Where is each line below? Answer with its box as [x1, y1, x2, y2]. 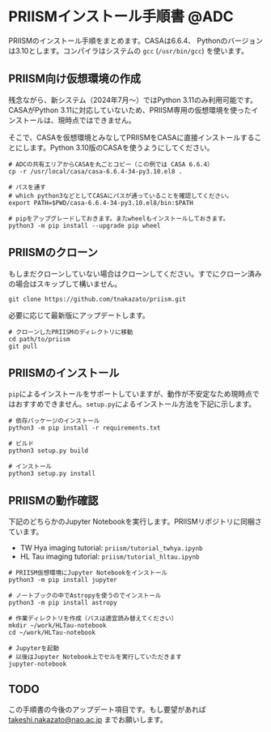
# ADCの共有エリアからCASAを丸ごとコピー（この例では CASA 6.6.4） [8, 160, 214, 169]
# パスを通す [8, 183, 46, 191]
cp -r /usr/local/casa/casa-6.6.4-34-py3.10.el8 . [8, 167, 183, 175]
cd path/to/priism [8, 335, 70, 343]
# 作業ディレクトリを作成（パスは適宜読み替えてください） [8, 614, 178, 623]
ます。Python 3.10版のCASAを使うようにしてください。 [29, 143, 214, 152]
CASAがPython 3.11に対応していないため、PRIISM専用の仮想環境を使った [8, 105, 252, 114]
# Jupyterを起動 [8, 644, 60, 653]
